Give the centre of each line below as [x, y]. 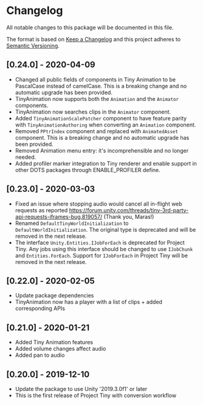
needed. [26, 157]
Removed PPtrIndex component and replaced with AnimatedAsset [96, 131]
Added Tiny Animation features [54, 342]
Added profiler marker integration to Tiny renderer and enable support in [106, 163]
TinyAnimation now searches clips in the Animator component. [93, 112]
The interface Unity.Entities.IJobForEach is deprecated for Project [100, 242]
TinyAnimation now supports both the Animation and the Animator [97, 99]
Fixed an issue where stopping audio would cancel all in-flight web [98, 204]
